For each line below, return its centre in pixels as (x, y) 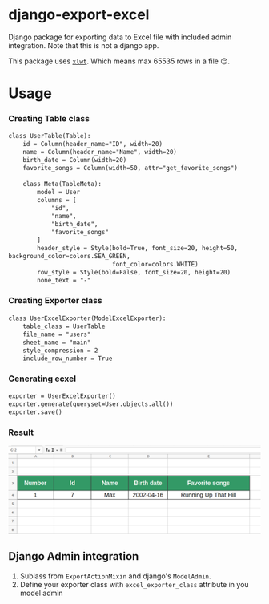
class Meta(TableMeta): (62, 184)
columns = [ (57, 201)
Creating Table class (49, 119)
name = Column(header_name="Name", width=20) (100, 152)
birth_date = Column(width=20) (75, 160)
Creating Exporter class (55, 301)
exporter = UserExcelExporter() (62, 396)
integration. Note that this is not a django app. (84, 45)
